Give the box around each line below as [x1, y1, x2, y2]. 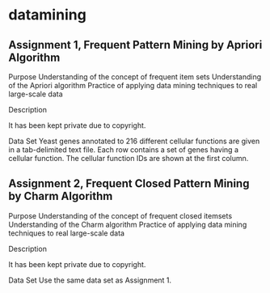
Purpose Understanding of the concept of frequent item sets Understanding [8, 72, 262, 82]
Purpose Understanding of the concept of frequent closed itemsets [8, 210, 233, 220]
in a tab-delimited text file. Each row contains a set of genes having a [8, 145, 238, 155]
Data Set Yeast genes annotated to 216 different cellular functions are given [8, 136, 260, 146]
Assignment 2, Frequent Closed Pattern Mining [8, 176, 250, 191]
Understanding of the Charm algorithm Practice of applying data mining [8, 219, 247, 229]
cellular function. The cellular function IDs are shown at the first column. [8, 154, 249, 163]
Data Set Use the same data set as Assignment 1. [8, 275, 172, 285]
